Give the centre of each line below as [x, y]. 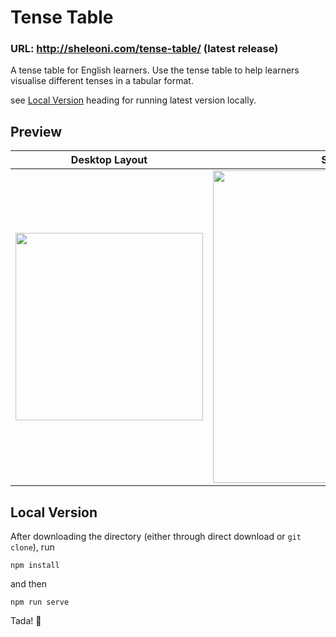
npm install [35, 566]
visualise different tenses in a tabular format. [102, 81]
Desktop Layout [109, 160]
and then [28, 584]
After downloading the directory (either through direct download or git [156, 537]
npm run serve [40, 602]
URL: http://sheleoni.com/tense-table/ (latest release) [144, 49]
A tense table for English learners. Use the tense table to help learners [155, 70]
